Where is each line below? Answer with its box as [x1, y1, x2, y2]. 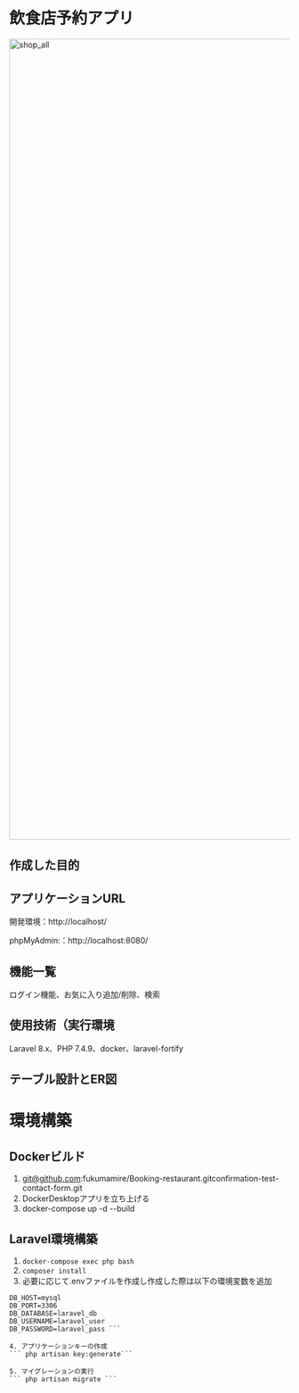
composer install [21, 1266, 87, 1275]
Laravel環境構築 [9, 1232, 98, 1247]
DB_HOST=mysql [9, 1293, 62, 1302]
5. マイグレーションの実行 [9, 1366, 94, 1376]
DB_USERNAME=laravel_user [9, 1316, 105, 1325]
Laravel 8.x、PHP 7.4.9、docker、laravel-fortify [9, 1043, 184, 1053]
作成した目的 [9, 858, 80, 873]
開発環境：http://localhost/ [9, 916, 107, 927]
